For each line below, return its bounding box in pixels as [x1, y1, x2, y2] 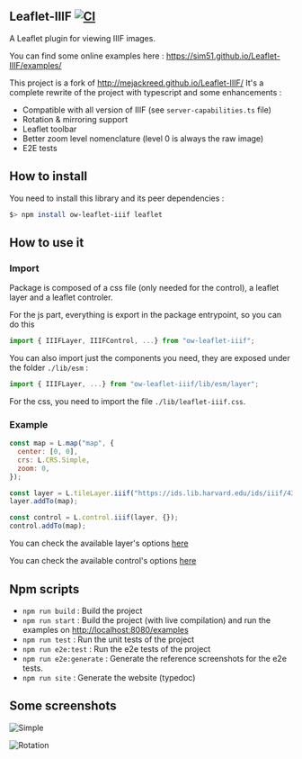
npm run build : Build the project [22, 605, 143, 616]
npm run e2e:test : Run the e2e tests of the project [22, 643, 211, 654]
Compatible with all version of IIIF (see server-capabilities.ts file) [22, 104, 272, 115]
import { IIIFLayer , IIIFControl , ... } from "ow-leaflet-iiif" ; [9, 337, 255, 346]
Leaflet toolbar [22, 123, 77, 134]
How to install [9, 168, 88, 185]
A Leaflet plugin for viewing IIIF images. [9, 32, 155, 43]
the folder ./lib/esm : [9, 362, 88, 374]
